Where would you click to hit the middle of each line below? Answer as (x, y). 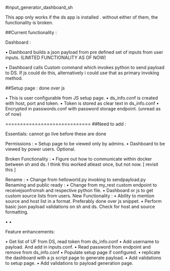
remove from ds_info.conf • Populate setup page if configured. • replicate (83, 252)
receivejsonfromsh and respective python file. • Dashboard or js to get (79, 190)
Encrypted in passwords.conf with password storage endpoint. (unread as (83, 109)
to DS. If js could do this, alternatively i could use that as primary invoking (82, 73)
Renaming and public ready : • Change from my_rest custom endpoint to (81, 185)
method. (14, 78)
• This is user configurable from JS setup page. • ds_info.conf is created (82, 98)
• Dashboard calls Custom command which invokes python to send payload (85, 67)
